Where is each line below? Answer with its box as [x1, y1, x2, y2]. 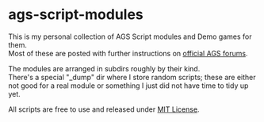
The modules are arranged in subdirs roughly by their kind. [8, 63, 201, 73]
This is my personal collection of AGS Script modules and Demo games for [8, 32, 252, 41]
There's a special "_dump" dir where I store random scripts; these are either [8, 72, 256, 82]
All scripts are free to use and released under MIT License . [8, 105, 200, 114]
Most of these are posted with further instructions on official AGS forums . [8, 48, 248, 58]
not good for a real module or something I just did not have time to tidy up [8, 81, 249, 90]
